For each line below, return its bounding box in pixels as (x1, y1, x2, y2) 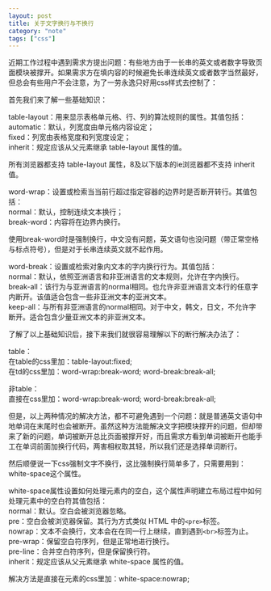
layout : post (8, 11, 52, 20)
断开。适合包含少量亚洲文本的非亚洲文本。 (8, 312, 150, 322)
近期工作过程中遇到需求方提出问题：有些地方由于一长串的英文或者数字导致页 (8, 57, 263, 67)
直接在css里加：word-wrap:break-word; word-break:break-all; (8, 394, 216, 404)
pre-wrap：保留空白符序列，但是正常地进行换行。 (8, 537, 174, 547)
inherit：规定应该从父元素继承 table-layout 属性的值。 (8, 142, 187, 152)
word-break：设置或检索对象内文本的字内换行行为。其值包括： (8, 262, 218, 272)
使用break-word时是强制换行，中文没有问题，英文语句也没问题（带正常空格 (8, 234, 260, 244)
